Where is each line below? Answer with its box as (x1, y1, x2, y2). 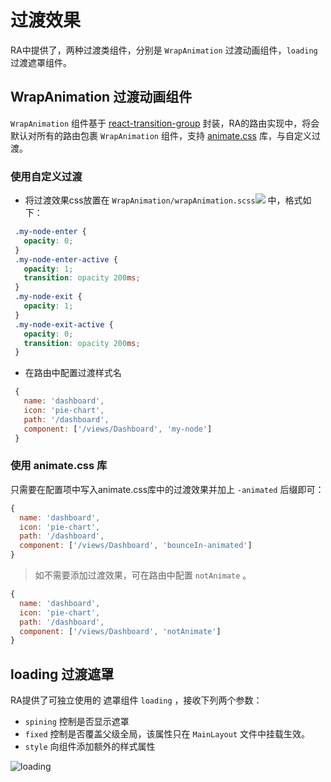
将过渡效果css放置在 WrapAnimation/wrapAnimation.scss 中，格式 (24, 194, 303, 206)
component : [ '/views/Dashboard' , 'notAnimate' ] (19, 626, 222, 636)
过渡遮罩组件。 (10, 56, 72, 68)
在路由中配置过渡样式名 (24, 367, 122, 379)
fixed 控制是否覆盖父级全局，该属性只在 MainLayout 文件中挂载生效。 (24, 728, 310, 740)
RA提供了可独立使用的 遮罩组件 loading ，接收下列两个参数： (10, 694, 263, 706)
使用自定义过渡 (10, 169, 83, 183)
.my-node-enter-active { (14, 254, 118, 265)
